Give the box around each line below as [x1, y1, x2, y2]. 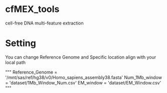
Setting [5, 37, 36, 49]
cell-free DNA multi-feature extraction [5, 20, 84, 26]
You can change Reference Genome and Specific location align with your [5, 54, 156, 60]
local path [5, 59, 26, 65]
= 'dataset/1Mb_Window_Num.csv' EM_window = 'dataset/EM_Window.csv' [5, 79, 161, 85]
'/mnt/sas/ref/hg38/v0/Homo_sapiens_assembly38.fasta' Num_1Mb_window [5, 74, 162, 80]
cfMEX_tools [5, 3, 60, 15]
